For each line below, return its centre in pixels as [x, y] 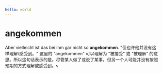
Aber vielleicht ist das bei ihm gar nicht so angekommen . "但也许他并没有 [79, 47]
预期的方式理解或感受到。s [32, 65]
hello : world [18, 9]
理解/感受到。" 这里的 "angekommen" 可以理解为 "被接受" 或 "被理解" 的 [81, 53]
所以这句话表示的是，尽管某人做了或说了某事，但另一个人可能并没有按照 [86, 59]
